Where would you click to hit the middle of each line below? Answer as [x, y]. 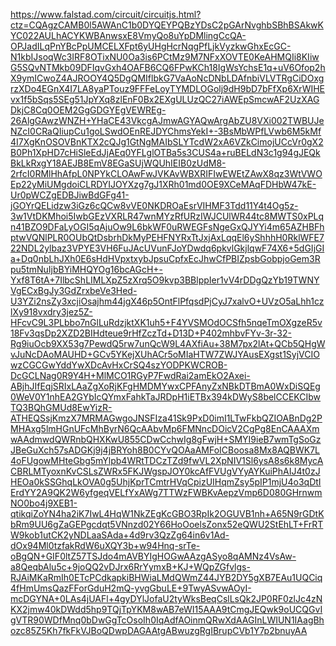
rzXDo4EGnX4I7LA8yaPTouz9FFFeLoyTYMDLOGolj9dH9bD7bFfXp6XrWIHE [168, 88]
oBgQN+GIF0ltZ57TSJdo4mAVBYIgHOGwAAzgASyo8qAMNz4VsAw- [153, 556]
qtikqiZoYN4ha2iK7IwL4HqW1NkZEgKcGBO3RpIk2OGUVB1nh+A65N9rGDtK [167, 513]
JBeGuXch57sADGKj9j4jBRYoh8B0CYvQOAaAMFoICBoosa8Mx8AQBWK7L [165, 450]
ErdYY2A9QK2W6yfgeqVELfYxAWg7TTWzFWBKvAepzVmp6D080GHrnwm [166, 492]
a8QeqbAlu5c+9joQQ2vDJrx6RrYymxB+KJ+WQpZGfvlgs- [130, 567]
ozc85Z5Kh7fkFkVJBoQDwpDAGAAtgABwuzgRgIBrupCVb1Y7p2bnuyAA [159, 630]
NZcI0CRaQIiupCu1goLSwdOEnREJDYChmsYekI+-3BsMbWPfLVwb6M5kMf [166, 131]
